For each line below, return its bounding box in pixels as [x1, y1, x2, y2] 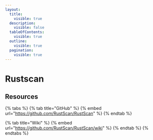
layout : [5, 7, 21, 12]
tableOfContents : [9, 30, 45, 35]
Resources [5, 92, 38, 101]
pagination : [9, 48, 34, 52]
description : [9, 20, 36, 26]
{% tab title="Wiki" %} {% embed [5, 120, 72, 126]
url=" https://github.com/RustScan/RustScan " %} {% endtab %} [5, 110, 132, 117]
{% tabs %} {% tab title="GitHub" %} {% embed [5, 105, 102, 111]
